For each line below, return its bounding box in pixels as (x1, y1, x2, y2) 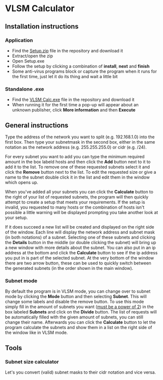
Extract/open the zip (12, 53, 53, 59)
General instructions (5, 121, 69, 129)
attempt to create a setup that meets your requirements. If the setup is (5, 199, 146, 205)
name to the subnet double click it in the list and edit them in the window (5, 174, 150, 180)
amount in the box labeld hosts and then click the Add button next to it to (5, 159, 151, 165)
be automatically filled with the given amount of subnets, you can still (5, 314, 144, 320)
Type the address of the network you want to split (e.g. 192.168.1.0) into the (5, 134, 155, 140)
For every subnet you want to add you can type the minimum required (5, 153, 145, 159)
